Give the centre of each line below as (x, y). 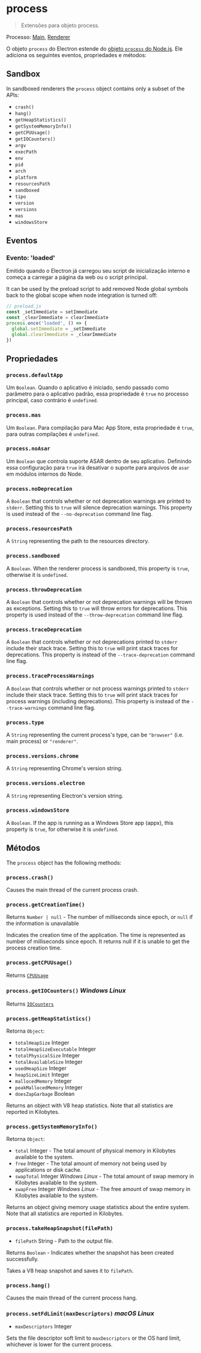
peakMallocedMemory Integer (49, 1087)
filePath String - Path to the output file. (64, 1241)
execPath (26, 152)
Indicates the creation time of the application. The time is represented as (96, 935)
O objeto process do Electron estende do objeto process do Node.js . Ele (94, 48)
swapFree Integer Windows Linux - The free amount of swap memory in (103, 1189)
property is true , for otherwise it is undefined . (62, 829)
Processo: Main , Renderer (38, 37)
